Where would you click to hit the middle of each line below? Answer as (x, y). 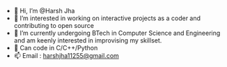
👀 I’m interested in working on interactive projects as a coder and (107, 18)
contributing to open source (54, 25)
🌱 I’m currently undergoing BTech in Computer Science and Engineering (117, 33)
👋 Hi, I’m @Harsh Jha (44, 11)
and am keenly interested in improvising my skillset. (88, 40)
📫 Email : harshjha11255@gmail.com (66, 55)
